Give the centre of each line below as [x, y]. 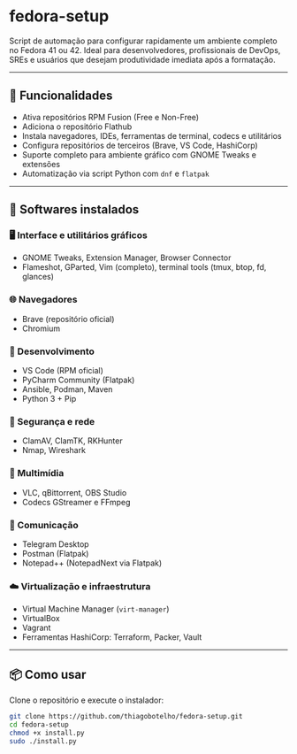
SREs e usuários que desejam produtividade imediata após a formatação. [142, 59]
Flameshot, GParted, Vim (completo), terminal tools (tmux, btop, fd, [144, 267]
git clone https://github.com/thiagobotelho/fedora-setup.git [126, 717]
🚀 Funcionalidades [61, 96]
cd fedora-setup [39, 724]
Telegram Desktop [56, 544]
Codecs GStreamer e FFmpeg [76, 502]
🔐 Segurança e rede [52, 421]
